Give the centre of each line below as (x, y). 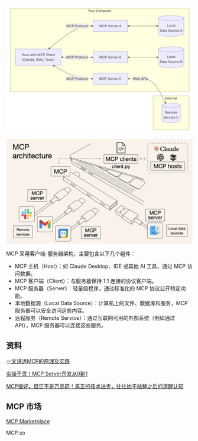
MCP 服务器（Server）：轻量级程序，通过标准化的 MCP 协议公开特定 (98, 288)
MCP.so (16, 433)
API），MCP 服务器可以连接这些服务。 (60, 325)
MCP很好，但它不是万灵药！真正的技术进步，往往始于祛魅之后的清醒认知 (95, 386)
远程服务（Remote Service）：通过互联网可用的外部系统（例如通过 (95, 318)
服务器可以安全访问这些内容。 (51, 311)
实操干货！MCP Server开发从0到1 (47, 374)
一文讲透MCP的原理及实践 (38, 361)
